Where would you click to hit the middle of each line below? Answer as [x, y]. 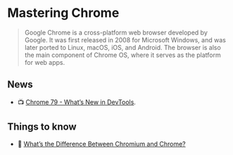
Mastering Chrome [63, 13]
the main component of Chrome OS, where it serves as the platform [122, 55]
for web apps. [45, 62]
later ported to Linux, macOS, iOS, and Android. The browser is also [123, 47]
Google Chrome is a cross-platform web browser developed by [116, 32]
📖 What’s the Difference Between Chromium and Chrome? [102, 144]
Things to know [42, 127]
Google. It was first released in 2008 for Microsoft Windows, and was [125, 39]
